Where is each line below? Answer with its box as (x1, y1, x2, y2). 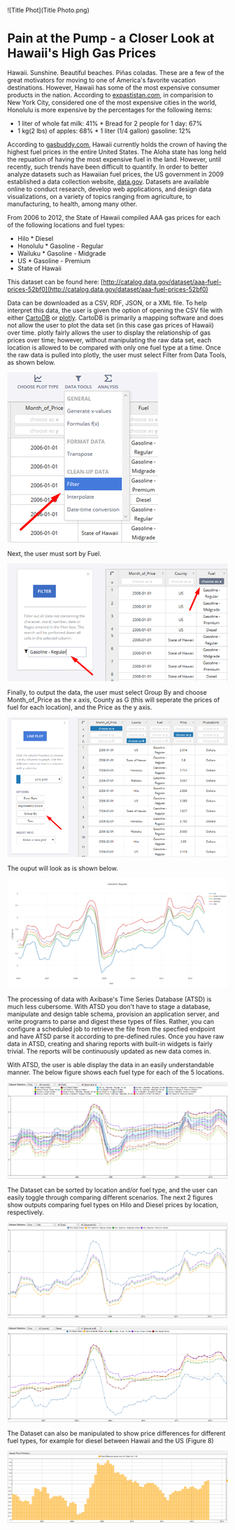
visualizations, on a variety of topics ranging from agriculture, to (7, 192, 192, 200)
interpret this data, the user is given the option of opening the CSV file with (7, 306, 223, 314)
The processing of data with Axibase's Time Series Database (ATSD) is (7, 995, 212, 1003)
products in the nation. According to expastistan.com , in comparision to (7, 90, 213, 99)
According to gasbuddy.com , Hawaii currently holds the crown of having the (7, 140, 227, 148)
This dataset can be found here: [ (7, 277, 104, 286)
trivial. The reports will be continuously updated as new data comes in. (7, 1047, 211, 1056)
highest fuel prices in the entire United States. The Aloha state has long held (7, 147, 227, 156)
